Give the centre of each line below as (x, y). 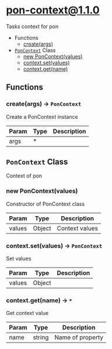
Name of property (79, 337)
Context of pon (24, 176)
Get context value (27, 313)
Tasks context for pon (32, 26)
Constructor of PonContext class (45, 204)
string (41, 337)
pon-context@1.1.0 (53, 10)
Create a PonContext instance (42, 117)
